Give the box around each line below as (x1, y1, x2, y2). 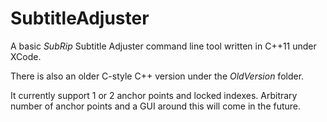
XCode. (10, 50, 42, 62)
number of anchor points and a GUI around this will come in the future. (10, 100, 302, 112)
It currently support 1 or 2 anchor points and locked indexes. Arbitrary (10, 89, 298, 101)
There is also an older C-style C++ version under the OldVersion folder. (10, 70, 305, 82)
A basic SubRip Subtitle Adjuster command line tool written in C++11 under (10, 40, 317, 52)
